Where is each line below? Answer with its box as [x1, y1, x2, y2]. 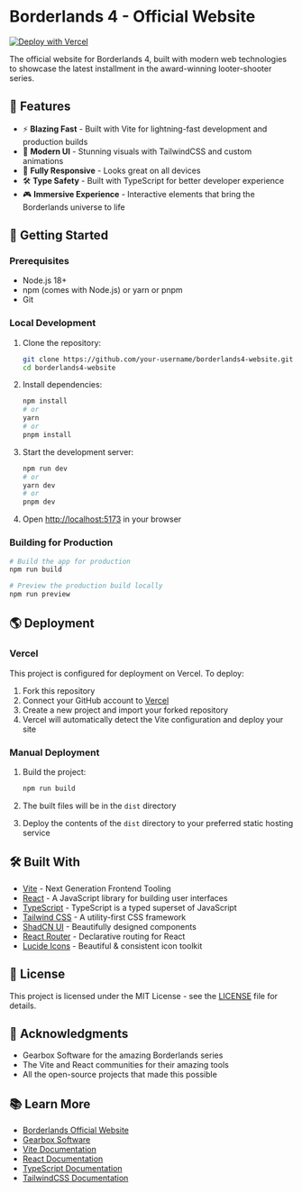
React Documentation [22, 1153, 104, 1164]
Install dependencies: [22, 379, 103, 390]
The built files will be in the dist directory [22, 800, 177, 811]
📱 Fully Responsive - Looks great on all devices [22, 165, 201, 176]
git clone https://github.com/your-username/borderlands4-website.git [22, 354, 294, 364]
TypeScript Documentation [22, 1163, 124, 1174]
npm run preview [9, 590, 70, 599]
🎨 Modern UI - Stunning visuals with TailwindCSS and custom [22, 146, 252, 157]
